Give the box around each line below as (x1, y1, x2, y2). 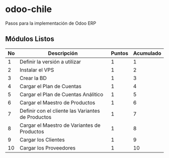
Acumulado (133, 49, 161, 56)
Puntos (111, 49, 128, 56)
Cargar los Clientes (20, 136, 65, 143)
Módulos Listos (5, 35, 54, 43)
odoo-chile (5, 4, 52, 15)
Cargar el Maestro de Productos (20, 99, 96, 106)
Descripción (48, 49, 78, 56)
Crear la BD (20, 74, 47, 82)
